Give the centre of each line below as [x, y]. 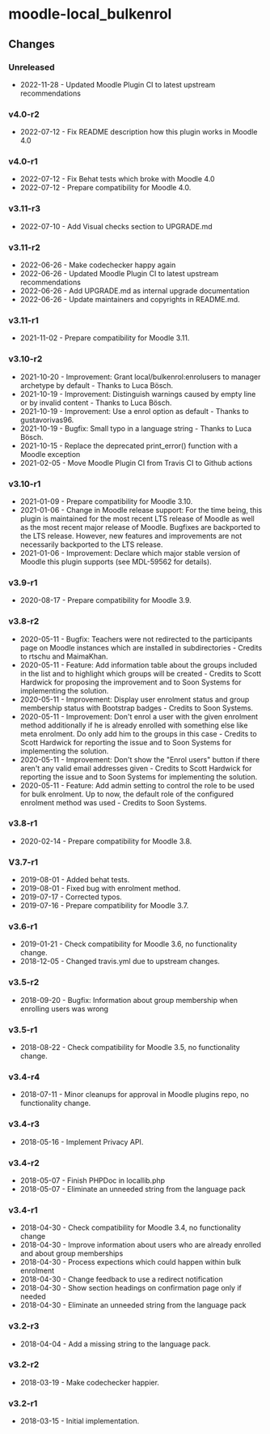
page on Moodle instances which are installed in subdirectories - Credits [141, 647]
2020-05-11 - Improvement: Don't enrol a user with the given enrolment [139, 716]
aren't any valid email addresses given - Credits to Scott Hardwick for [136, 768]
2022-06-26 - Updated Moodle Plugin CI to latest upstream [119, 274]
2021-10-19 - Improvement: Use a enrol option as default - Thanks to [134, 411]
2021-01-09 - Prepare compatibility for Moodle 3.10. [106, 501]
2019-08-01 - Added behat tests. [75, 880]
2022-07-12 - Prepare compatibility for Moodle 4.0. [105, 188]
